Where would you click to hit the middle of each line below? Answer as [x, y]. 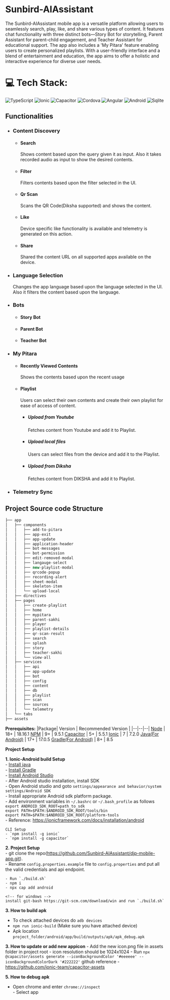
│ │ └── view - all [28, 657]
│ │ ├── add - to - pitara [34, 530]
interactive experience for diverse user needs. [54, 61]
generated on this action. [46, 234]
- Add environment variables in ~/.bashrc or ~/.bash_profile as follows [80, 801]
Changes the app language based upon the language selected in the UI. [88, 286]
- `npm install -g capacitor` [37, 838]
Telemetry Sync [33, 492]
